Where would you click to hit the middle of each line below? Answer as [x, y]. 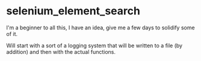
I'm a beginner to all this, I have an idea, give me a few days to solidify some [100, 28]
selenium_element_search [73, 11]
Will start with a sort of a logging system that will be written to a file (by [94, 45]
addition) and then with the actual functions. [61, 51]
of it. [12, 33]
